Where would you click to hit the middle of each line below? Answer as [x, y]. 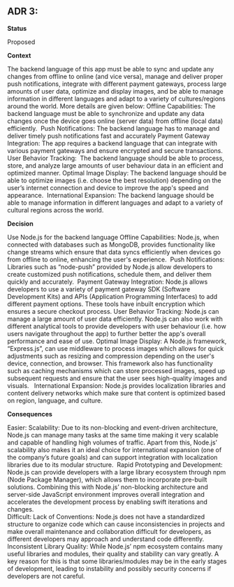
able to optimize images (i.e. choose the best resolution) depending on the [114, 180]
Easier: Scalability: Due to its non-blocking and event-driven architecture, [113, 427]
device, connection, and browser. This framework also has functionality [110, 363]
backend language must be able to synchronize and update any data [106, 113]
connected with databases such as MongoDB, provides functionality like [111, 245]
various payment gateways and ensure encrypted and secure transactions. [115, 150]
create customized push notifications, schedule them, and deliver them [109, 274]
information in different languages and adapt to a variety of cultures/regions [116, 99]
